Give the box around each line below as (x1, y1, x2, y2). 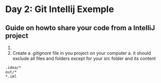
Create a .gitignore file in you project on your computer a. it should (12, 50, 151, 56)
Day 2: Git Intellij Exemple (5, 4, 115, 15)
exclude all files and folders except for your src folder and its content (12, 55, 156, 61)
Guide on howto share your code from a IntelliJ (5, 24, 155, 32)
